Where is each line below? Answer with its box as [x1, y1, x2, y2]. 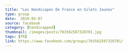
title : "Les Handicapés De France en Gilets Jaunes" [5, 7, 115, 12]
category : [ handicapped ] [5, 25, 56, 30]
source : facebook [5, 20, 41, 26]
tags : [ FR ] [5, 34, 27, 39]
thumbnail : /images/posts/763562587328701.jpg [5, 30, 102, 34]
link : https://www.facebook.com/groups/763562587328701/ [5, 39, 124, 44]
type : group [5, 12, 29, 17]
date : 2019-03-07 [5, 16, 43, 21]
